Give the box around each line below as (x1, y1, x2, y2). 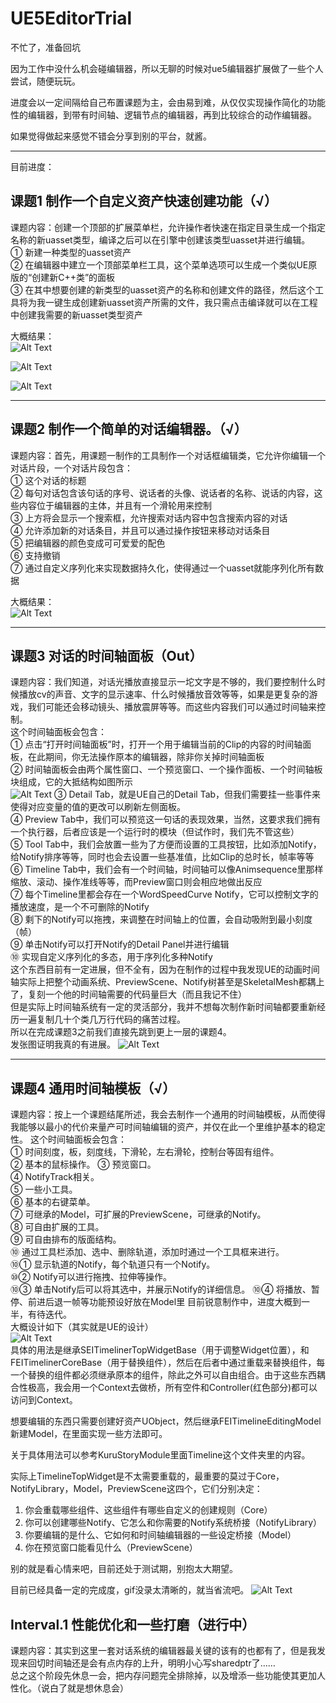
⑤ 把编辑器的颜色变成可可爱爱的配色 (10, 537, 166, 549)
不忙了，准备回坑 (10, 41, 81, 53)
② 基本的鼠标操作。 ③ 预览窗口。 (10, 1158, 157, 1171)
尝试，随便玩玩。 (10, 75, 81, 87)
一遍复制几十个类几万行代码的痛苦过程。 (18, 1013, 186, 1026)
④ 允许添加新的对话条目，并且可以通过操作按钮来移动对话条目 (10, 524, 271, 536)
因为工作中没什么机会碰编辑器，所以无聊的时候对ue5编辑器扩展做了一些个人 (10, 62, 324, 74)
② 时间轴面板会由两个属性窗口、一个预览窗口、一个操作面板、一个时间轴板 (10, 763, 323, 776)
